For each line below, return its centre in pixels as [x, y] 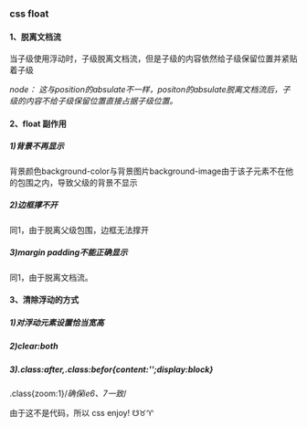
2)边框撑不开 [34, 205]
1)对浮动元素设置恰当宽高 [57, 322]
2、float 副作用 [38, 123]
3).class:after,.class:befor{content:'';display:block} [111, 369]
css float [29, 14]
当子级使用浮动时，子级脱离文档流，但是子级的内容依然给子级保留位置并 [145, 59]
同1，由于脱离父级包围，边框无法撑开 [79, 230]
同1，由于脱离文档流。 [51, 277]
